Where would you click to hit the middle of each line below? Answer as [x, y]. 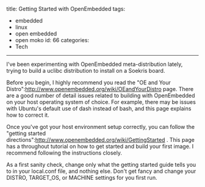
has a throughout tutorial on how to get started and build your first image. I [100, 146]
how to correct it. [28, 115]
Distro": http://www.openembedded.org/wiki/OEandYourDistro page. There [100, 89]
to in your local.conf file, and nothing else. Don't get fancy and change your [101, 171]
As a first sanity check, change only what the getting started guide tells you [101, 165]
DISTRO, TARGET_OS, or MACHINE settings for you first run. [82, 178]
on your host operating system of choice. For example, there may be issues [101, 102]
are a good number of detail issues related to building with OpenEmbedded [101, 95]
